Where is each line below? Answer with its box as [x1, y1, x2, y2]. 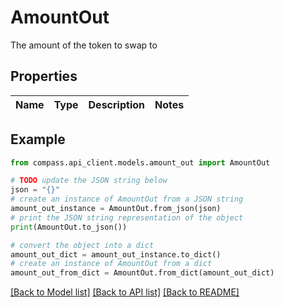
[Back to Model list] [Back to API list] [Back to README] [10, 286, 240, 298]
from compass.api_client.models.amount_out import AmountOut [10, 157, 271, 168]
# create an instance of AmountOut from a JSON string [10, 194, 244, 205]
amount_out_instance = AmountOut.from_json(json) [10, 204, 222, 214]
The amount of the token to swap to [10, 39, 158, 51]
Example [10, 131, 66, 148]
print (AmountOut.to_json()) [10, 222, 128, 232]
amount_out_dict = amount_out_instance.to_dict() [10, 249, 222, 260]
